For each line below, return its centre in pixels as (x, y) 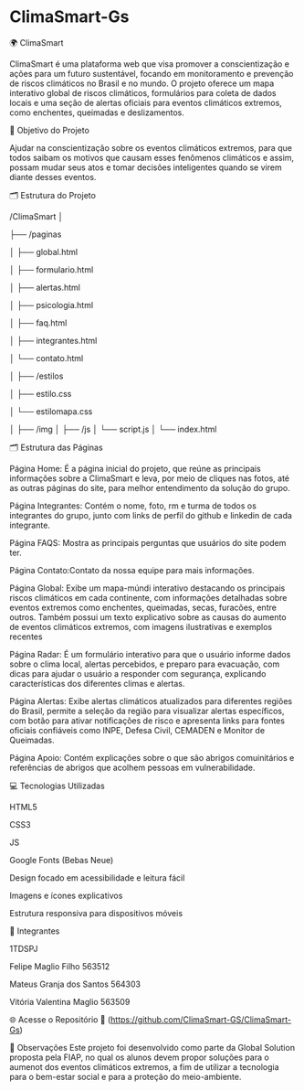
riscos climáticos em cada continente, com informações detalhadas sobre (148, 597)
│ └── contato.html (47, 358)
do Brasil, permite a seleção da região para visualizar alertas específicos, (147, 711)
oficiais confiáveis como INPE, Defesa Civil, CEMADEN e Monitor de (137, 730)
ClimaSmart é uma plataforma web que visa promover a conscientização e (150, 64)
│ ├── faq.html (38, 323)
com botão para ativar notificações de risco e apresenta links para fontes (147, 721)
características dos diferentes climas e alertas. (97, 683)
